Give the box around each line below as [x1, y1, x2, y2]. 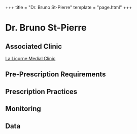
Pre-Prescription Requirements [5, 70, 106, 79]
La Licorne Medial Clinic [5, 56, 56, 61]
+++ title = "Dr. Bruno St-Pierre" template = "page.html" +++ [5, 5, 132, 10]
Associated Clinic [5, 42, 62, 51]
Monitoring [5, 105, 42, 113]
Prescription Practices [5, 87, 78, 96]
